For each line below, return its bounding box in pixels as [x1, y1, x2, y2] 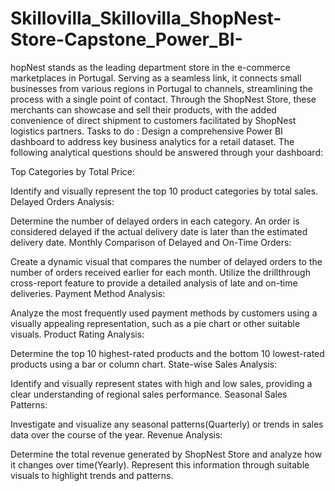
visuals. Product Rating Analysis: [10, 328, 145, 340]
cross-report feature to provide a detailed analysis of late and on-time [10, 277, 298, 289]
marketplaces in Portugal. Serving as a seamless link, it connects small [10, 72, 302, 84]
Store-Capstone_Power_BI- [10, 28, 243, 51]
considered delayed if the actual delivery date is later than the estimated [10, 225, 308, 237]
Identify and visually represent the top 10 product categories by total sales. [10, 185, 319, 197]
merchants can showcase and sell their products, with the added [10, 103, 277, 116]
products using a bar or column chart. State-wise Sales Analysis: [10, 358, 278, 370]
